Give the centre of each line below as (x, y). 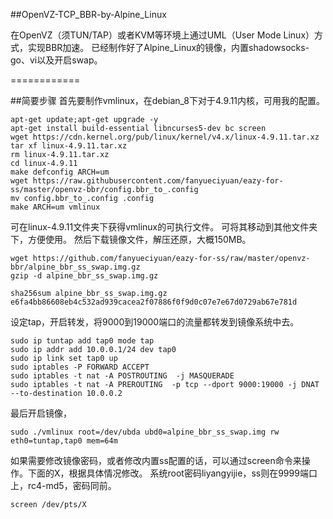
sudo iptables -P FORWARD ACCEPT (80, 367)
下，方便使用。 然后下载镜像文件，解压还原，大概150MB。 (131, 239)
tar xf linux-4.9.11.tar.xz (69, 146)
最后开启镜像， (41, 413)
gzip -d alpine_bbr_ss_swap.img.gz (84, 276)
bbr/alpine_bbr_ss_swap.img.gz (75, 267)
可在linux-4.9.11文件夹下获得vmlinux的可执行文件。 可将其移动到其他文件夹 (164, 227)
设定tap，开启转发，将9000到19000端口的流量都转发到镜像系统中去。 (155, 322)
